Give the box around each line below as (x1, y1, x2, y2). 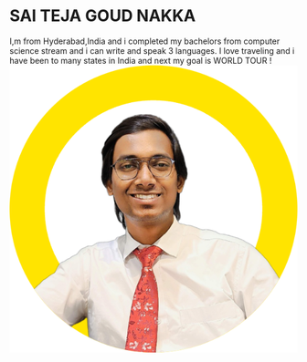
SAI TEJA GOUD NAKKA (9, 5, 196, 26)
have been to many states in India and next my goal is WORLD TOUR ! (9, 55, 272, 66)
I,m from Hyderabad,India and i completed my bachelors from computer (9, 36, 281, 47)
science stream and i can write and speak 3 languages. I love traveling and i (9, 45, 295, 56)
